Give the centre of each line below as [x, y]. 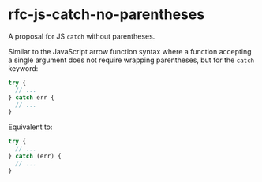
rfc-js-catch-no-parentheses [107, 15]
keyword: [23, 68]
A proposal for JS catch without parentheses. [82, 36]
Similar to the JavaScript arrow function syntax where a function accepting [130, 51]
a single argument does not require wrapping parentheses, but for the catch [131, 60]
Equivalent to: [30, 127]
